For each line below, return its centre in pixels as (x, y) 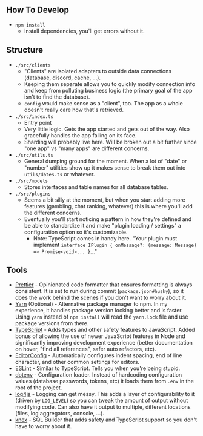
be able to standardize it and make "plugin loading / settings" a (103, 225)
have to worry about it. (43, 426)
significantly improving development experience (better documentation (104, 343)
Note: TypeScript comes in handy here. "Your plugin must (105, 238)
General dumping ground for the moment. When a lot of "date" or (105, 161)
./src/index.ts (34, 117)
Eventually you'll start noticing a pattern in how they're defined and (108, 219)
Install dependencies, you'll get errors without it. (84, 31)
